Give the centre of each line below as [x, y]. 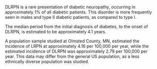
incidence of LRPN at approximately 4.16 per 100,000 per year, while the [77, 46]
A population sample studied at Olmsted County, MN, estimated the [72, 41]
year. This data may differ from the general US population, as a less [72, 56]
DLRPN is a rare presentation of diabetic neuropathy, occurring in [70, 7]
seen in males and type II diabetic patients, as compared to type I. [71, 17]
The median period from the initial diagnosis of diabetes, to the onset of [77, 27]
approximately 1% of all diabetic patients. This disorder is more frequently [78, 12]
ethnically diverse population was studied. [47, 62]
